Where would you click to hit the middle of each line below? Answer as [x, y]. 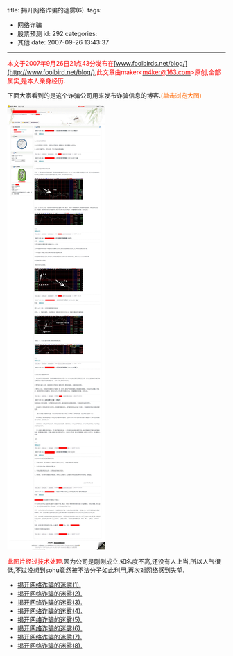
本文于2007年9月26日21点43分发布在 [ [62, 63]
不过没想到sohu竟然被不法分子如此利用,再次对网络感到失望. [100, 570]
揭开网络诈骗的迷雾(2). [50, 594]
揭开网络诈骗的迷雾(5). [50, 620]
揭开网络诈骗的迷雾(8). [50, 646]
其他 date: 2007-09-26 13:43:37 [63, 42]
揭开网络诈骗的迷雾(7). [49, 637]
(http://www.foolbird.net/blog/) [51, 72]
